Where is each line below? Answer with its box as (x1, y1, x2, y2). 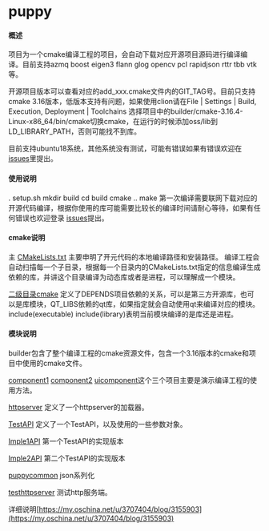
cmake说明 (8, 233, 46, 243)
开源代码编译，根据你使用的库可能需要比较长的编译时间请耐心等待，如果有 (8, 203, 254, 212)
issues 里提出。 (8, 154, 58, 163)
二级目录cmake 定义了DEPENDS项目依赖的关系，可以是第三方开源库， (8, 289, 241, 299)
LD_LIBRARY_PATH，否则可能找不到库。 (8, 127, 142, 136)
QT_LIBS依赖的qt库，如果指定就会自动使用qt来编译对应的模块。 (50, 299, 260, 308)
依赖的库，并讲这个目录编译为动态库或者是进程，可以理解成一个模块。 (8, 272, 240, 282)
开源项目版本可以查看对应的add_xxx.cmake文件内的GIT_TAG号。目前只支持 (8, 86, 256, 96)
